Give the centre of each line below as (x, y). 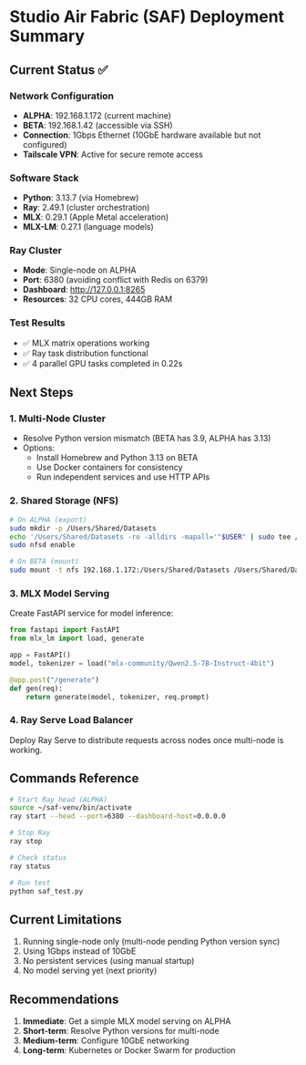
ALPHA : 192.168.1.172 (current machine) (97, 115)
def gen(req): (36, 688)
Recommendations (64, 999)
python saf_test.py (46, 891)
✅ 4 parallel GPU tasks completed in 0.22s (102, 363)
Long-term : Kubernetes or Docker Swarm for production (129, 1050)
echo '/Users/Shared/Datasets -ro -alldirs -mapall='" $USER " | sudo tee (150, 537)
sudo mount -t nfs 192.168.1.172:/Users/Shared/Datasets (120, 570)
